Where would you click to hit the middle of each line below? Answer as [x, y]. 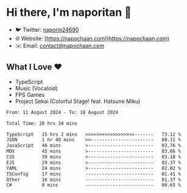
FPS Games [30, 94]
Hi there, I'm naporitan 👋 [69, 12]
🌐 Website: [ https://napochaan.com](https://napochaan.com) [92, 38]
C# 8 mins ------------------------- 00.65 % [94, 185]
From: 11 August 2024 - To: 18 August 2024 [62, 112]
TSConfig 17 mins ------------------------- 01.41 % [94, 174]
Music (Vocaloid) [36, 88]
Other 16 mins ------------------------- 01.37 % [94, 180]
